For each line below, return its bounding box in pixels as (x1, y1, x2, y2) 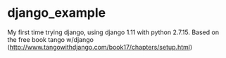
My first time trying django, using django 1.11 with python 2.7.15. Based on (7, 28, 220, 36)
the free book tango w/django (7, 35, 94, 43)
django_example (7, 5, 106, 21)
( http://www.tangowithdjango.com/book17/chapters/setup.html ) (7, 43, 193, 51)
